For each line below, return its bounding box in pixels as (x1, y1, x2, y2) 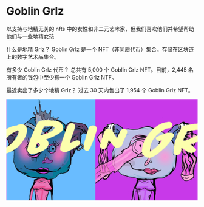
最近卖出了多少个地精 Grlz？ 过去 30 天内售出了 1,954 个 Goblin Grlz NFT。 (6, 86, 194, 93)
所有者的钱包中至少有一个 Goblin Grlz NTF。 (6, 73, 117, 81)
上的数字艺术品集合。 (6, 53, 59, 60)
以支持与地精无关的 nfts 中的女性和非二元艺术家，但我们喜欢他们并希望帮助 (6, 25, 194, 32)
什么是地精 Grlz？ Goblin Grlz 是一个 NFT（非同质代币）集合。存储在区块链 (6, 46, 194, 53)
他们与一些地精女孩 (6, 32, 55, 40)
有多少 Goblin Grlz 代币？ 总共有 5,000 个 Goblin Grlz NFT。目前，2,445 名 (6, 66, 194, 73)
